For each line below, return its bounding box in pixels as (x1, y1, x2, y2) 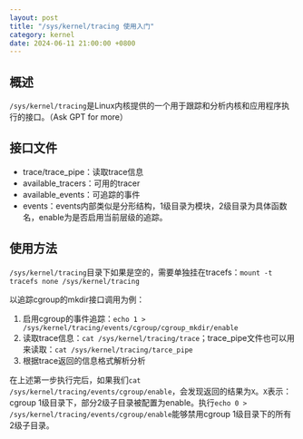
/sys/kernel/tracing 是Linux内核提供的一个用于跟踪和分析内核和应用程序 (9, 101, 282, 112)
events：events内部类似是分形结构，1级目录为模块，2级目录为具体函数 (22, 200, 288, 211)
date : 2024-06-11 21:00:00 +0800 (9, 38, 136, 48)
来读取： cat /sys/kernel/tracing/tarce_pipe (22, 344, 193, 355)
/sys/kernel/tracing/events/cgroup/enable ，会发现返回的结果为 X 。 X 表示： (9, 385, 292, 396)
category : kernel (9, 30, 75, 39)
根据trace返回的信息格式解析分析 (22, 355, 146, 366)
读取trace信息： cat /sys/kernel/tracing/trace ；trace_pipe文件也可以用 (22, 332, 295, 343)
